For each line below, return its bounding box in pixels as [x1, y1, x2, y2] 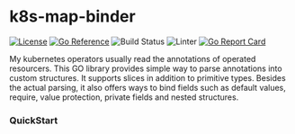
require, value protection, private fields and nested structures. [9, 92, 239, 103]
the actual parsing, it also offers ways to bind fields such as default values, [9, 82, 286, 93]
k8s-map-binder [9, 6, 137, 27]
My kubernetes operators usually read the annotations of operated [9, 53, 256, 64]
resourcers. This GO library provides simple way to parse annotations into [9, 63, 282, 74]
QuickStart [9, 114, 58, 127]
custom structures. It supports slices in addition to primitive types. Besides [9, 72, 286, 83]
